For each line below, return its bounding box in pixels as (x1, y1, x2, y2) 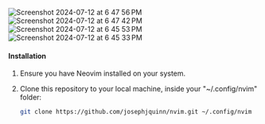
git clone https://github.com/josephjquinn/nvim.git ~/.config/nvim (19, 108, 252, 116)
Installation (8, 51, 46, 60)
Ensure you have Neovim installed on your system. (19, 68, 186, 79)
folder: (19, 92, 42, 103)
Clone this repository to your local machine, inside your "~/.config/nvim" (19, 84, 258, 94)
